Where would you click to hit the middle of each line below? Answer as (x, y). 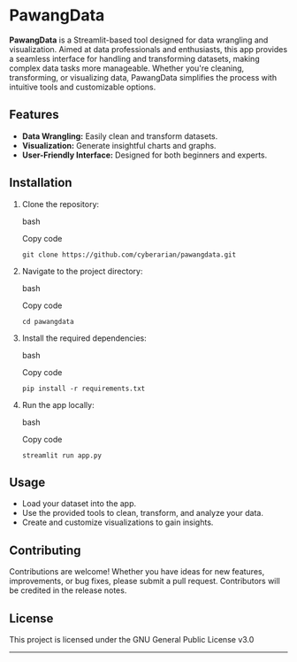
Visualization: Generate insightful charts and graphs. (119, 145)
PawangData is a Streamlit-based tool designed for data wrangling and (139, 40)
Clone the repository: (61, 204)
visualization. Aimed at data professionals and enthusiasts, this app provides (148, 49)
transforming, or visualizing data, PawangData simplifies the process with (143, 77)
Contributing (45, 550)
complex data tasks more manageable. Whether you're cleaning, (127, 68)
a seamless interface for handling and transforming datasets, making (134, 58)
